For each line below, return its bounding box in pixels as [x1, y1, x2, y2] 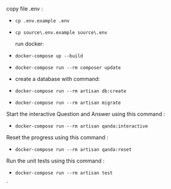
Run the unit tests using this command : [6, 157, 105, 164]
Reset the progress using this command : [6, 134, 109, 141]
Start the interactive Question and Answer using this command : [6, 111, 166, 117]
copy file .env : [6, 5, 44, 12]
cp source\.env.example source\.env [15, 30, 108, 36]
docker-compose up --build [15, 53, 83, 59]
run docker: [15, 40, 44, 47]
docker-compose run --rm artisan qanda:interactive [15, 123, 148, 129]
